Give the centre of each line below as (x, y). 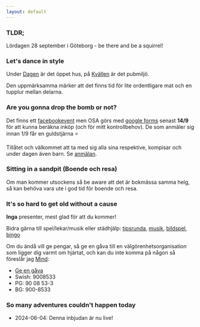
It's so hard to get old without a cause (62, 203)
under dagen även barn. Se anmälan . (52, 153)
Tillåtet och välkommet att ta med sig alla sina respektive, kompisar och (94, 147)
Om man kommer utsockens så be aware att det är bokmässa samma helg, (98, 182)
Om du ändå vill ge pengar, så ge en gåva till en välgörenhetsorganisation (96, 246)
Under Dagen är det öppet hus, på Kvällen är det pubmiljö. (78, 74)
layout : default (26, 12)
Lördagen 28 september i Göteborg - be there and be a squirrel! (85, 45)
